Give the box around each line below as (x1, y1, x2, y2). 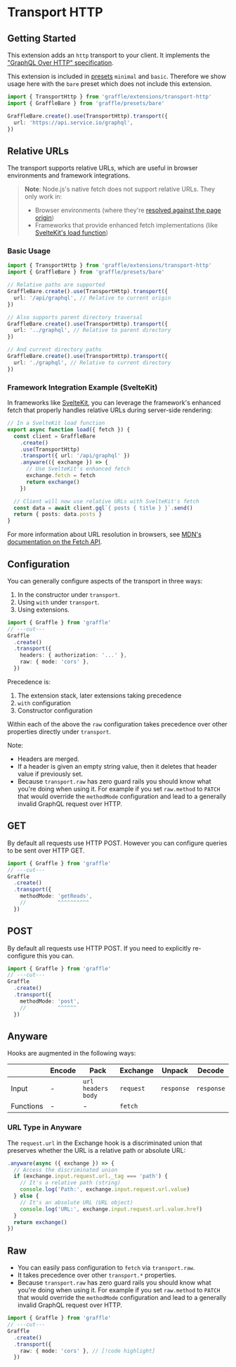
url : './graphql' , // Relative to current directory (13, 359, 171, 366)
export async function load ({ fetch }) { (7, 426, 131, 433)
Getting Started (7, 32, 77, 44)
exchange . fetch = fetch (25, 472, 96, 479)
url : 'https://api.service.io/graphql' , (13, 119, 133, 126)
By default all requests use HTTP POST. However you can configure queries (7, 839, 228, 847)
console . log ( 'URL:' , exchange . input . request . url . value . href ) (20, 1206, 203, 1213)
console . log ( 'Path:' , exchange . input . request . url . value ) (20, 1186, 190, 1193)
